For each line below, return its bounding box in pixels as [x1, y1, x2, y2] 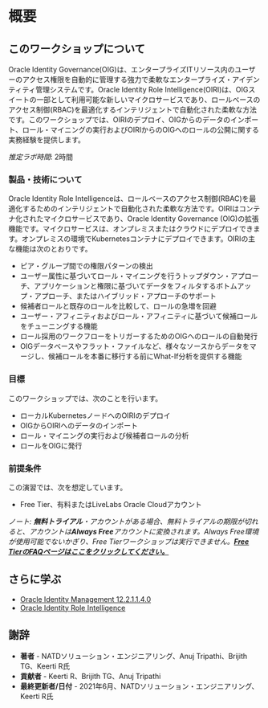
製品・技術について [8, 174, 83, 185]
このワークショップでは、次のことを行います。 [8, 393, 163, 403]
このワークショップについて [8, 42, 146, 55]
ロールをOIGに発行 [19, 440, 83, 450]
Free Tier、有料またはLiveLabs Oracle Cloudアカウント [19, 499, 202, 509]
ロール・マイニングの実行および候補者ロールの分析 [19, 431, 189, 440]
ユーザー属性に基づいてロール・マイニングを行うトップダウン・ [19, 271, 231, 281]
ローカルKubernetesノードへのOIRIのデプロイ [19, 411, 171, 420]
